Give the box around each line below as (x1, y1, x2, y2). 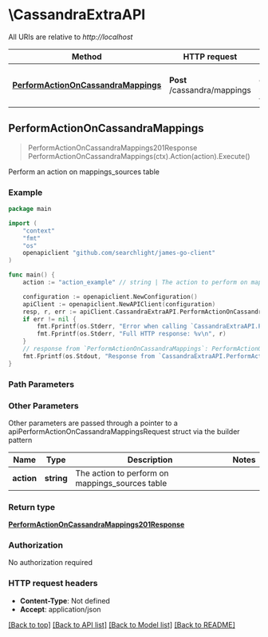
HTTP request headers (8, 578, 98, 589)
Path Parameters (8, 378, 74, 389)
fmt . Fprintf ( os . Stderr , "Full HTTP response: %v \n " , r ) (37, 330, 227, 338)
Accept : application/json (19, 604, 101, 614)
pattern (8, 435, 33, 444)
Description (127, 454, 173, 465)
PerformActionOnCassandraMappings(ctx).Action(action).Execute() (27, 151, 250, 161)
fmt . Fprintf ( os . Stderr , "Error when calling (37, 322, 187, 331)
